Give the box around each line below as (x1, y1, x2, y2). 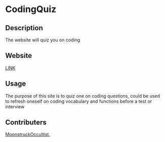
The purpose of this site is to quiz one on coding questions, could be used (5, 93, 160, 99)
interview (5, 103, 25, 109)
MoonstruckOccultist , (5, 131, 51, 137)
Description (5, 24, 43, 32)
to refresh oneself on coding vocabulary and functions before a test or (5, 98, 152, 104)
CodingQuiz (5, 4, 57, 15)
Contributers (5, 118, 47, 127)
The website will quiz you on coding (5, 37, 80, 43)
